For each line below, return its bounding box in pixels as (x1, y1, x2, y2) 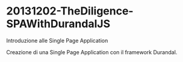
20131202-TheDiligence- (6, 4, 134, 18)
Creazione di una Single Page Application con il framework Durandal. (6, 48, 178, 55)
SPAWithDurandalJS (6, 17, 110, 31)
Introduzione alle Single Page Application (6, 37, 108, 44)
